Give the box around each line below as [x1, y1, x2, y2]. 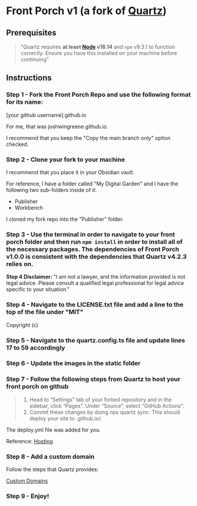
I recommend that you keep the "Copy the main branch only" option [6, 134, 171, 141]
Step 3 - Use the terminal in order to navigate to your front [6, 230, 175, 239]
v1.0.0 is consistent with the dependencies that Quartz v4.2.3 [6, 252, 187, 260]
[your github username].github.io [6, 111, 87, 119]
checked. [6, 141, 29, 148]
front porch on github [6, 383, 69, 391]
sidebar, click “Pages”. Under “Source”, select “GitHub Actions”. [29, 402, 185, 409]
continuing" [20, 56, 49, 63]
